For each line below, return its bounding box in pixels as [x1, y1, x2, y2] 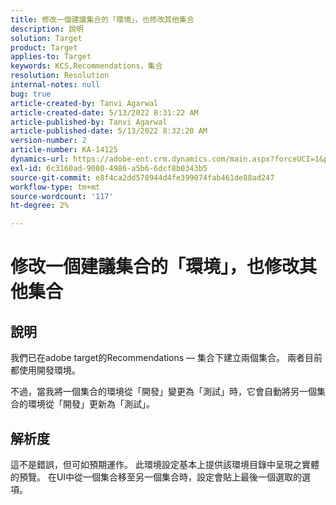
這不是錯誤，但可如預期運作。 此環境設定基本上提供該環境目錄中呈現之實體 [10, 458, 320, 470]
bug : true [10, 89, 52, 99]
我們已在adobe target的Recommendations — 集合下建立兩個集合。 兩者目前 [10, 352, 323, 364]
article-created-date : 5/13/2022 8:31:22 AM [10, 107, 199, 118]
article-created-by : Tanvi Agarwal [10, 98, 159, 108]
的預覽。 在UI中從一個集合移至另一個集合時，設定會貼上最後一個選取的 [10, 471, 303, 483]
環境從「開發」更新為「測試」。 [27, 398, 155, 410]
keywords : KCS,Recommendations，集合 [10, 61, 163, 71]
